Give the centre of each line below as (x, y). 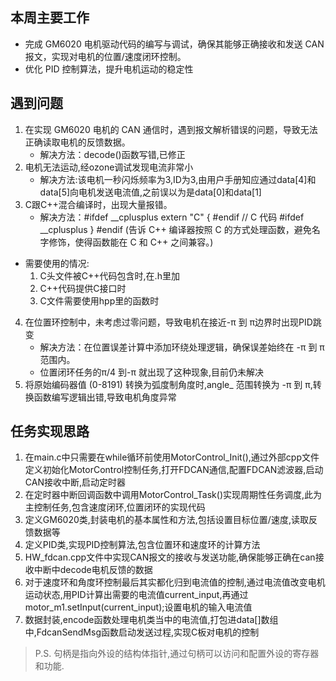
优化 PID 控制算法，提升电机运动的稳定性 (109, 69)
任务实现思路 (50, 431)
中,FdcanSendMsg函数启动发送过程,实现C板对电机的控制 (142, 632)
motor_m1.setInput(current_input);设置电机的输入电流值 (138, 607)
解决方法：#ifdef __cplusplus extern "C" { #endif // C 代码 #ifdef (172, 217)
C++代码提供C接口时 (83, 288)
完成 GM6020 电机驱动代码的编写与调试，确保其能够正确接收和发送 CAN (174, 44)
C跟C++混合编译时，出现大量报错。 (98, 204)
